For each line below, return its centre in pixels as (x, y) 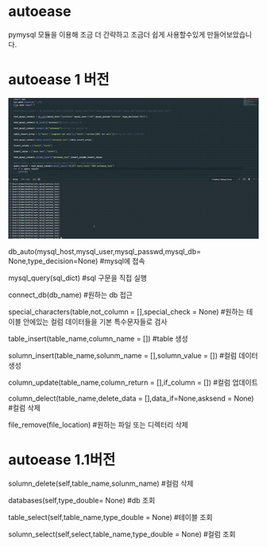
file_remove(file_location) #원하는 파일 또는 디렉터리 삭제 (98, 424)
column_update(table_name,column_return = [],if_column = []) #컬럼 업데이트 (133, 382)
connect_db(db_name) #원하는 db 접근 (70, 295)
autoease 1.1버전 (62, 460)
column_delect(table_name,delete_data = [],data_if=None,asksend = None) (131, 398)
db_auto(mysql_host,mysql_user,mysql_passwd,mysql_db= (104, 251)
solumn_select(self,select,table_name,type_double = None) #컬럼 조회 (122, 534)
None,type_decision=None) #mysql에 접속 (77, 260)
